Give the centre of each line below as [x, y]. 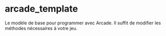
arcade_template [42, 9]
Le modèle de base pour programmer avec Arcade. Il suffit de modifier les [83, 23]
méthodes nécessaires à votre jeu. [41, 28]
